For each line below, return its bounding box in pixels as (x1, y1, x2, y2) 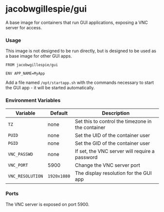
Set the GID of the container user (75, 140, 150, 147)
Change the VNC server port (75, 162, 140, 169)
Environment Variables (5, 97, 61, 104)
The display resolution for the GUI (75, 170, 152, 176)
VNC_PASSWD (8, 151, 33, 157)
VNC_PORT (8, 162, 28, 168)
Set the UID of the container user (75, 132, 150, 138)
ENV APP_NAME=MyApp (5, 71, 45, 76)
